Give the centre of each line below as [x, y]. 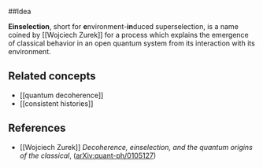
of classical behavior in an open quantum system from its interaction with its [132, 43]
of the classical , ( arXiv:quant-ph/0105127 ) [87, 155]
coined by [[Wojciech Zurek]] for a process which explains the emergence [129, 35]
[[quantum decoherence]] [61, 95]
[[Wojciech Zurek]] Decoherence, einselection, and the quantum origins [136, 147]
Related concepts [52, 77]
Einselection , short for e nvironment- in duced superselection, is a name [123, 26]
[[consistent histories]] [56, 103]
